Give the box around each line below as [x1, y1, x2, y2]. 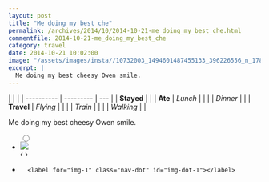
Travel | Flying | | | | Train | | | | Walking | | [8, 102, 147, 111]
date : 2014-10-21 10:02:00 [8, 49, 98, 57]
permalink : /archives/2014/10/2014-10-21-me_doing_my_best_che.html [8, 26, 242, 34]
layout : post [8, 11, 52, 20]
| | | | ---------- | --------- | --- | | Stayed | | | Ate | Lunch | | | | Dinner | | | [8, 93, 251, 103]
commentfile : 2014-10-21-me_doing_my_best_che [8, 34, 167, 42]
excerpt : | [8, 64, 45, 72]
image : [8, 57, 30, 65]
